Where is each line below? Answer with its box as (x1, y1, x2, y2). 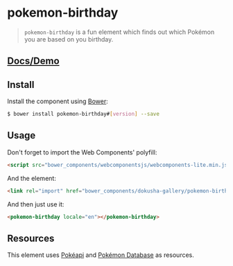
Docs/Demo (7, 55, 60, 67)
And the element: (7, 174, 57, 182)
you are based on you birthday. (24, 35, 114, 43)
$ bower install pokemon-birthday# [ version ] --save (7, 111, 159, 118)
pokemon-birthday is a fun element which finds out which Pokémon (24, 28, 215, 36)
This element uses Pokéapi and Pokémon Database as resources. (7, 251, 194, 259)
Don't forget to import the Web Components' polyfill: (7, 148, 157, 157)
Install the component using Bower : (7, 97, 109, 105)
